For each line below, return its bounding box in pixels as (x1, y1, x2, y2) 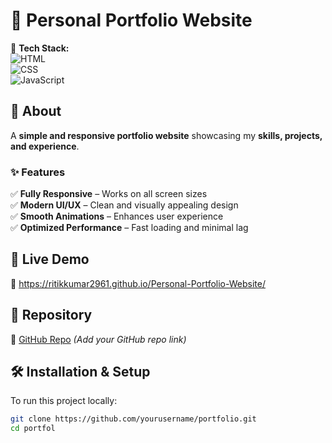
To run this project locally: (10, 395, 118, 407)
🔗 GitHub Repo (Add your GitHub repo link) (10, 333, 187, 345)
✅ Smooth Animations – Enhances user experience (10, 210, 224, 223)
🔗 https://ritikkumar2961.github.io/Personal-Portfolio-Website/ (10, 277, 266, 289)
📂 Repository (10, 307, 93, 324)
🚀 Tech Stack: (10, 42, 70, 54)
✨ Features (10, 165, 66, 179)
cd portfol (10, 424, 56, 434)
